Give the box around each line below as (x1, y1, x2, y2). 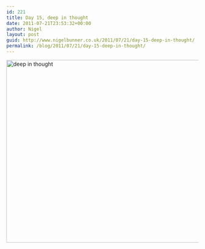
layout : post (6, 32, 40, 38)
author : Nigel (6, 26, 43, 32)
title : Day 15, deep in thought (6, 15, 88, 21)
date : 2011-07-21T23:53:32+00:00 (6, 20, 92, 26)
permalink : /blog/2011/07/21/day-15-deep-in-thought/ (6, 43, 146, 49)
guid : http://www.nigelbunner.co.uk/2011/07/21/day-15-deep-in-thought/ (6, 37, 195, 43)
